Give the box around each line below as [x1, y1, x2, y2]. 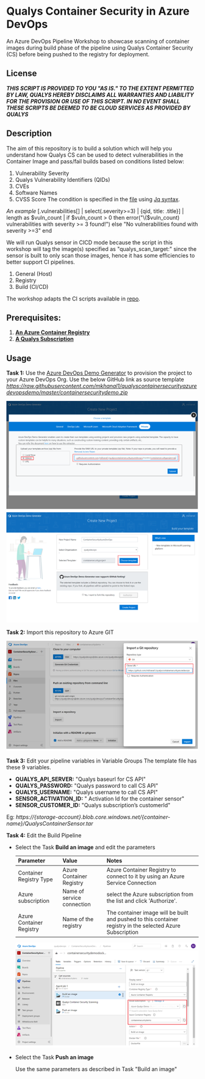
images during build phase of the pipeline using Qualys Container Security [6, 44, 193, 51]
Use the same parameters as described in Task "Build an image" [15, 1066, 178, 1073]
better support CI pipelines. [6, 258, 75, 266]
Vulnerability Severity [15, 170, 70, 177]
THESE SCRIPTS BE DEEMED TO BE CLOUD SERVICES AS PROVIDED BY [6, 104, 191, 111]
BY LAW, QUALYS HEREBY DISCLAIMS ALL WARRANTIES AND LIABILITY [6, 91, 194, 99]
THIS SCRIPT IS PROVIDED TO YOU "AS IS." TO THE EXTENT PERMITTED [6, 84, 194, 92]
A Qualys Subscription [15, 335, 74, 343]
